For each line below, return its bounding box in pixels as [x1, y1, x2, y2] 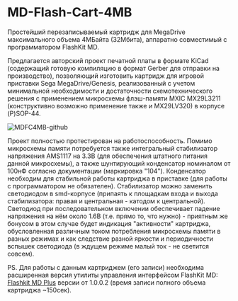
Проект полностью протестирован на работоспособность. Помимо [7, 136, 212, 145]
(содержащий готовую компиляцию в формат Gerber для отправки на [7, 64, 220, 72]
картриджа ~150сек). [7, 285, 72, 294]
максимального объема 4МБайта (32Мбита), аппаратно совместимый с [7, 35, 227, 43]
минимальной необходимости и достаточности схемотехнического [7, 86, 213, 95]
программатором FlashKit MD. [7, 42, 99, 51]
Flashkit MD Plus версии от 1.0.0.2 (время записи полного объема [7, 278, 206, 287]
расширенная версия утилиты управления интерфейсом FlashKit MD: [7, 271, 218, 279]
